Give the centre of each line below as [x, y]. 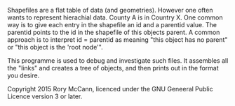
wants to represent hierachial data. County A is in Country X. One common [115, 17]
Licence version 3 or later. [45, 96]
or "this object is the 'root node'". [55, 47]
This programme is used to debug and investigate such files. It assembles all [118, 61]
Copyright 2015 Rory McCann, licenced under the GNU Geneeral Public [110, 89]
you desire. [23, 75]
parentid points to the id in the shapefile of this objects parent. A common [114, 32]
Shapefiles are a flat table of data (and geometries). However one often [110, 10]
